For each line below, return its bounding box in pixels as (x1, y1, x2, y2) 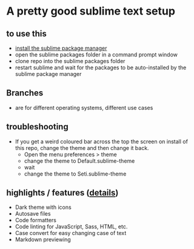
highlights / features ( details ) (6, 188, 119, 198)
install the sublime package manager (15, 44, 107, 52)
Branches (6, 88, 44, 98)
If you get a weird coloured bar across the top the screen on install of (15, 138, 188, 145)
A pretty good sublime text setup (6, 4, 176, 18)
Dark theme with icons (15, 203, 72, 211)
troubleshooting (6, 121, 69, 132)
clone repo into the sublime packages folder (15, 58, 125, 64)
